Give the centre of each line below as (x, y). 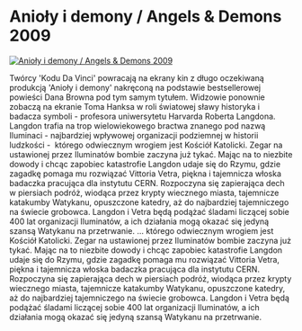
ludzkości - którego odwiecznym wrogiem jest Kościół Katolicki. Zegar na (146, 145)
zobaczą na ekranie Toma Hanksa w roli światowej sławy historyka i (135, 106)
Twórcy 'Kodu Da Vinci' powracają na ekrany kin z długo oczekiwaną (137, 77)
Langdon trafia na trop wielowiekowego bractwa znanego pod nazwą (138, 125)
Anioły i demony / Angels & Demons (146, 17)
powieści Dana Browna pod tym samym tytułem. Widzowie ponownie (137, 97)
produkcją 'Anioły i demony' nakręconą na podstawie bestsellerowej (135, 87)
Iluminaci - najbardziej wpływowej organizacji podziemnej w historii (134, 135)
